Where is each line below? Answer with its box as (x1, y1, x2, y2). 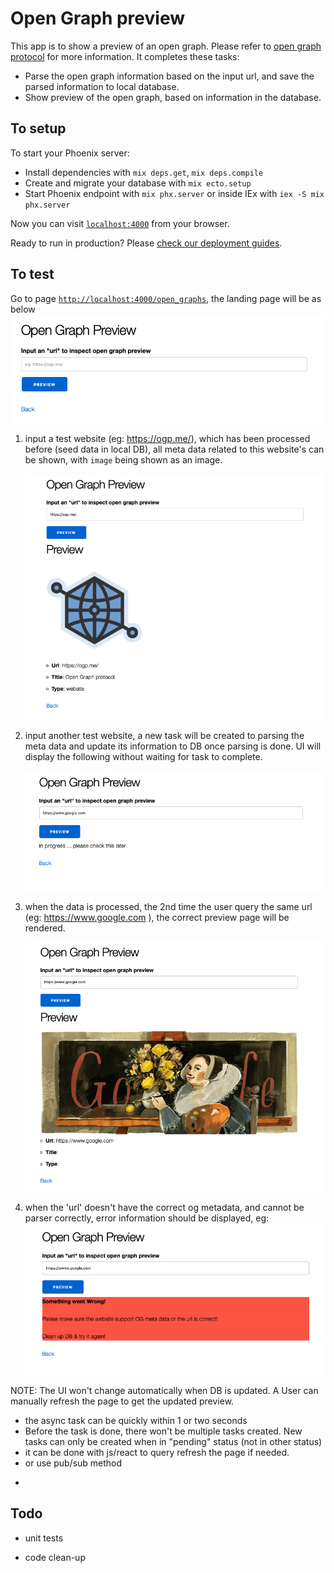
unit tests (24, 1532, 64, 1544)
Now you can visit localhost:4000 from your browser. (10, 217, 230, 229)
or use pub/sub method (24, 1457, 123, 1469)
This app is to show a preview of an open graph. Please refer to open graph (10, 40, 322, 52)
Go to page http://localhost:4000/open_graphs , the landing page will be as (10, 292, 322, 304)
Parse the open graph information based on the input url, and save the (24, 70, 315, 82)
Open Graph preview (10, 7, 185, 30)
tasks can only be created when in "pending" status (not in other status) (24, 1436, 323, 1448)
